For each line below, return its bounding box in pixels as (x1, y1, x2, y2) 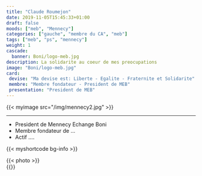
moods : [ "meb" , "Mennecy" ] (6, 25, 74, 32)
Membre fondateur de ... (14, 127, 76, 134)
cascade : (6, 48, 28, 54)
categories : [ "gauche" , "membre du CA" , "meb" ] (6, 31, 128, 37)
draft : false (6, 20, 39, 26)
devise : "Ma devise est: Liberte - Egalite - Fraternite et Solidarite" (8, 76, 195, 82)
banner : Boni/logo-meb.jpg (11, 53, 79, 59)
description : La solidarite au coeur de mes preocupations (6, 59, 158, 65)
